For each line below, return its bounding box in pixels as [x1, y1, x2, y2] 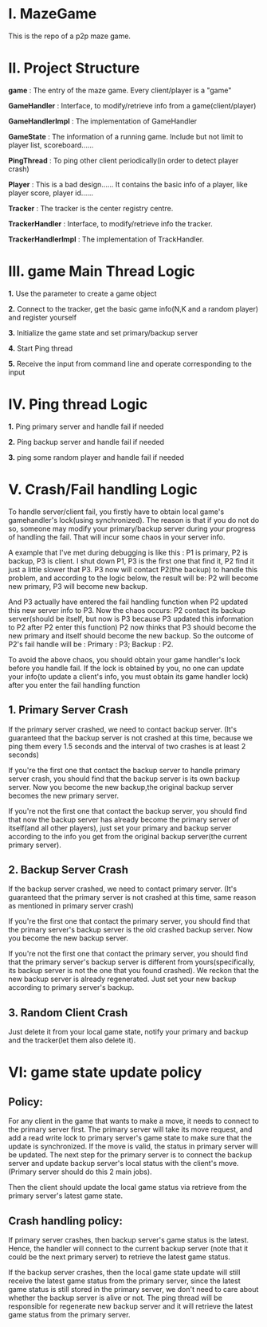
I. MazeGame [8, 5, 97, 23]
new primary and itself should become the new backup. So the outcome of [8, 630, 253, 640]
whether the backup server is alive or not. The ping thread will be [8, 1293, 223, 1302]
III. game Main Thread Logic [8, 262, 195, 281]
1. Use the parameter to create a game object [8, 289, 157, 298]
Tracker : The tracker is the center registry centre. [8, 203, 174, 213]
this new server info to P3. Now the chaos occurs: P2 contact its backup [8, 605, 245, 614]
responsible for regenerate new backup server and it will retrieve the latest [8, 1301, 253, 1311]
